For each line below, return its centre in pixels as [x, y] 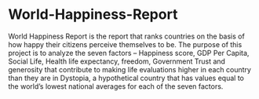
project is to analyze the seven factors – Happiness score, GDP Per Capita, [129, 53]
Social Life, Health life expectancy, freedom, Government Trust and [117, 61]
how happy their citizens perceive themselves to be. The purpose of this [125, 44]
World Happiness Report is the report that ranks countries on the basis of [126, 36]
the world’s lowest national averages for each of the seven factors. [116, 86]
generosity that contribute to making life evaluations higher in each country [129, 69]
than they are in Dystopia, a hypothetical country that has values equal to [126, 78]
